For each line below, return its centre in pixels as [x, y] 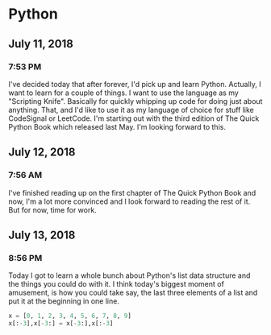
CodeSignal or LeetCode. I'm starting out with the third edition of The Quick [134, 118]
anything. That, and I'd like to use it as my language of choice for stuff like [131, 110]
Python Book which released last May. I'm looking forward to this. [117, 126]
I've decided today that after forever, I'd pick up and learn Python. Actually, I [135, 84]
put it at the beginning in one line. [64, 301]
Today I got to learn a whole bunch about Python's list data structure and [129, 275]
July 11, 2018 [41, 44]
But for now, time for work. [52, 209]
